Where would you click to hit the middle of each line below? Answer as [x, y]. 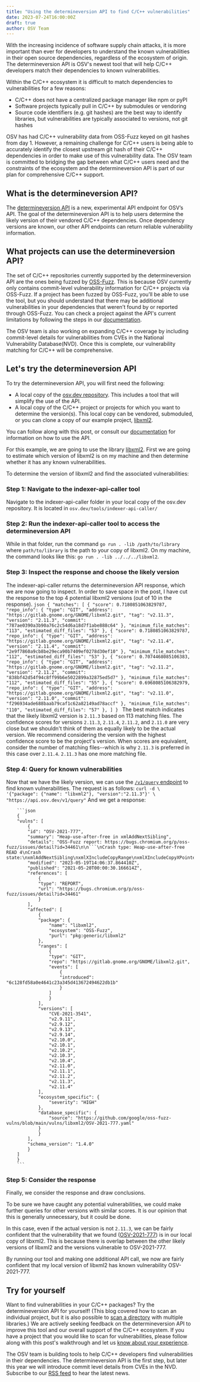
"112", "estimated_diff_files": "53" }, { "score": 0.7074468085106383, [98, 656]
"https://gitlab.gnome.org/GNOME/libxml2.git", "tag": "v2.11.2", [90, 667]
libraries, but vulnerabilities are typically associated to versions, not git [101, 119]
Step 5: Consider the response [51, 1180]
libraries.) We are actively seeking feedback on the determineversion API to [99, 1323]
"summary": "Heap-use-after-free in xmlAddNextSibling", [99, 837]
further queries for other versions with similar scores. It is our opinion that [97, 1211]
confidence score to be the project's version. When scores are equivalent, [97, 741]
